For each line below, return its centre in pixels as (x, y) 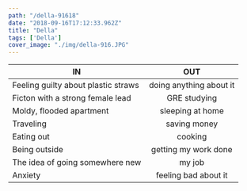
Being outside (38, 150)
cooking (192, 137)
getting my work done (192, 150)
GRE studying (192, 98)
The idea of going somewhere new (77, 162)
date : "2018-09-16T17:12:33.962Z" (65, 23)
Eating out (31, 137)
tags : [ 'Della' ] (35, 38)
